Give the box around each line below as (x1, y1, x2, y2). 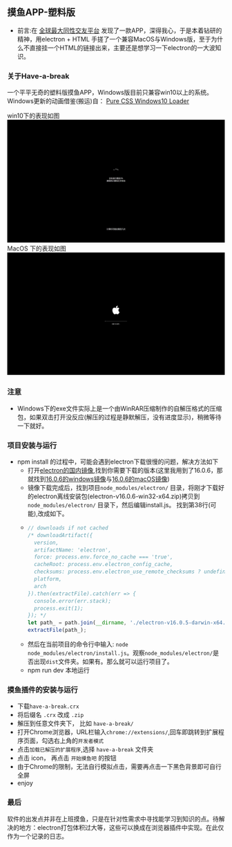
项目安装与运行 (7, 440, 57, 450)
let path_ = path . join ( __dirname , (27, 619, 127, 626)
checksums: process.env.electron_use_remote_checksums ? (33, 568, 202, 576)
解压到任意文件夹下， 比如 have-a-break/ (17, 719, 134, 728)
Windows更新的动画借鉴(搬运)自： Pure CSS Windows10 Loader (7, 97, 190, 105)
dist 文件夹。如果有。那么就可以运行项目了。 (46, 657, 174, 666)
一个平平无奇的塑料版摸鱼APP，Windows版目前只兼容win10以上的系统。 (7, 89, 213, 97)
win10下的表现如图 (7, 111, 60, 120)
